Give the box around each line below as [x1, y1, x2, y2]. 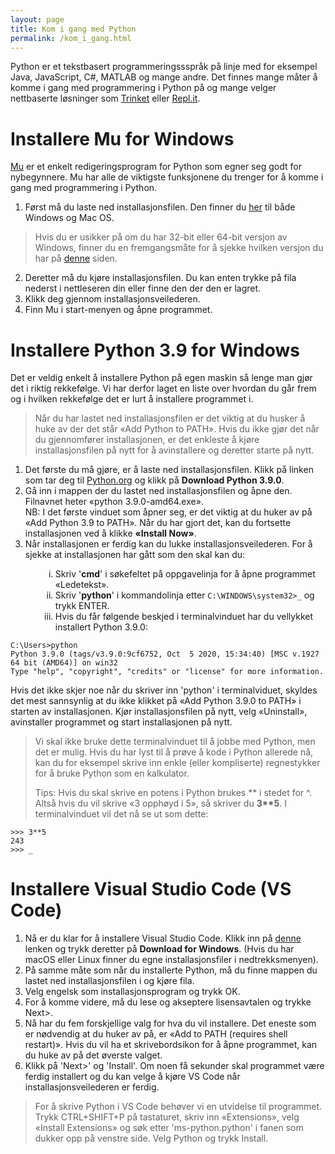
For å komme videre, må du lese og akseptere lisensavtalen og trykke [24, 996, 312, 1008]
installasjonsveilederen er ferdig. [24, 1081, 160, 1093]
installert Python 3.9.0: [54, 621, 148, 633]
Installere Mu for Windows [10, 127, 235, 150]
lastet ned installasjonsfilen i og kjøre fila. [24, 975, 195, 987]
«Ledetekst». [54, 579, 110, 591]
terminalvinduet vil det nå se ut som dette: [34, 808, 209, 820]
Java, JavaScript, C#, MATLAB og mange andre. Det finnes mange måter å [10, 71, 318, 83]
